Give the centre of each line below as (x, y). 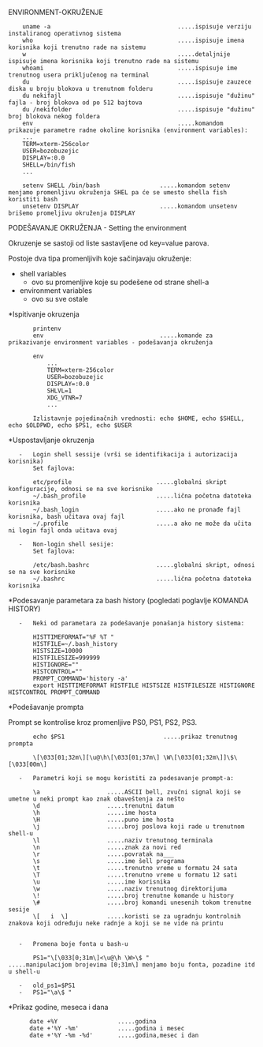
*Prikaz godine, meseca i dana (58, 1007)
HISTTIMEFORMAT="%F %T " (73, 637)
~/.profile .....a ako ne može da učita (142, 523)
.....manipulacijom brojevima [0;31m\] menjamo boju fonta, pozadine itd (132, 965)
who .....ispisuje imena (133, 40)
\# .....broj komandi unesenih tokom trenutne (142, 903)
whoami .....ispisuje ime (130, 68)
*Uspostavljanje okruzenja (51, 440)
